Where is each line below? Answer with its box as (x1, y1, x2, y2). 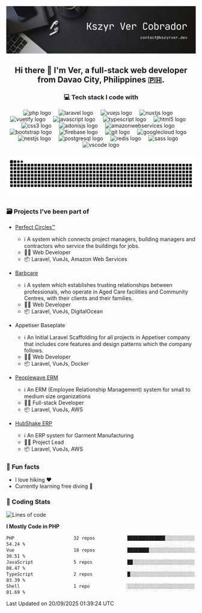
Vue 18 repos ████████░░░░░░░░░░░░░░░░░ (6, 547, 195, 553)
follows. (23, 347, 44, 354)
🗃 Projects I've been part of (6, 208, 90, 216)
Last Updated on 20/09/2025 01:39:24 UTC (6, 600, 114, 607)
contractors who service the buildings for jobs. (23, 242, 140, 249)
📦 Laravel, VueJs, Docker (23, 360, 89, 367)
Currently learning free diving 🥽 (14, 482, 93, 490)
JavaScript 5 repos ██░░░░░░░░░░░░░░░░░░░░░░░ (6, 559, 195, 565)
